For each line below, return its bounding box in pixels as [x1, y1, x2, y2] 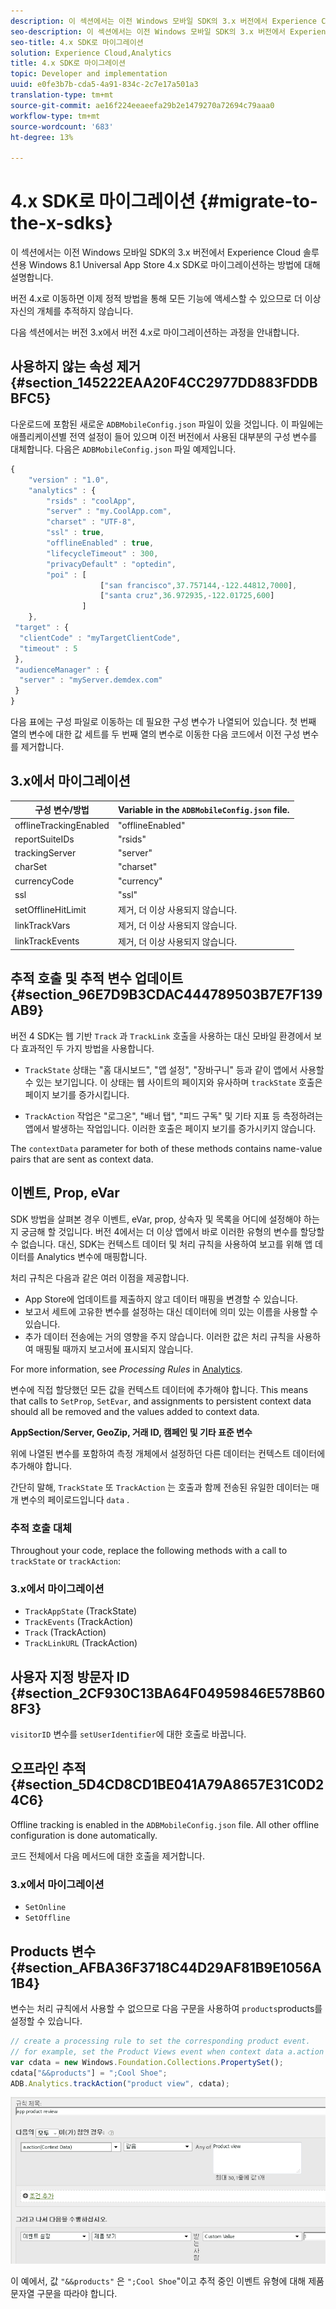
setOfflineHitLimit [14, 903, 87, 915]
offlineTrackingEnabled [14, 819, 110, 831]
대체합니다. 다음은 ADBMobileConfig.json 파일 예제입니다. [10, 443, 237, 455]
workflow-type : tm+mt [10, 111, 101, 121]
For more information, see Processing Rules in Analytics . [10, 1363, 243, 1375]
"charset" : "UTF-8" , [46, 517, 137, 527]
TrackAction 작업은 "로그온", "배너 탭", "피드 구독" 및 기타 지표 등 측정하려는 [24, 1110, 323, 1122]
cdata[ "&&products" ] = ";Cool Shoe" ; [10, 2068, 168, 2078]
